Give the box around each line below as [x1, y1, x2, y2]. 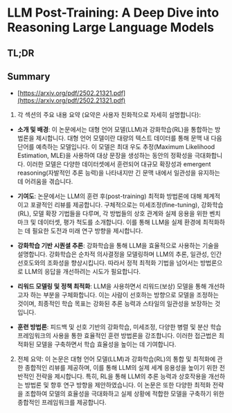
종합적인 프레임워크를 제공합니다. [17, 398, 107, 407]
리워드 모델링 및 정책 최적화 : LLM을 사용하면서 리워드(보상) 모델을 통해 [17, 282, 207, 290]
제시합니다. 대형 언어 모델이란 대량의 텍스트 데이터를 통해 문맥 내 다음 [35, 134, 223, 143]
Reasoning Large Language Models [7, 19, 215, 35]
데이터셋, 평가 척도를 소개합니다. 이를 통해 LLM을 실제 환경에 [37, 218, 202, 227]
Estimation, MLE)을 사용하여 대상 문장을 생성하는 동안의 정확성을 [17, 151, 193, 160]
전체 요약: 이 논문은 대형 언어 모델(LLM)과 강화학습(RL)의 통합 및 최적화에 [17, 355, 216, 363]
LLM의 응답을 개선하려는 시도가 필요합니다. [24, 267, 141, 276]
